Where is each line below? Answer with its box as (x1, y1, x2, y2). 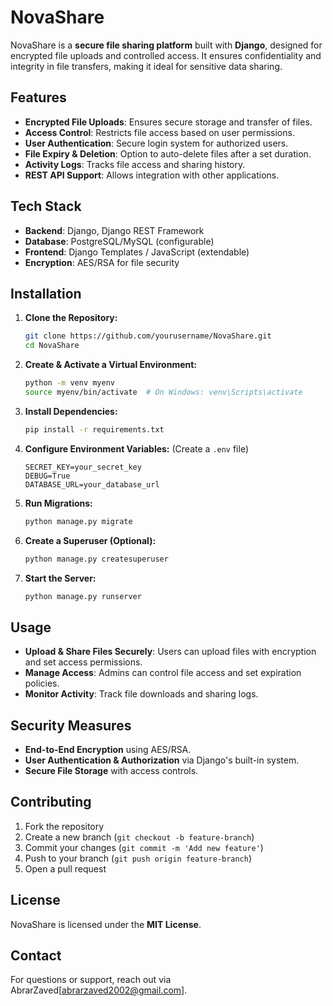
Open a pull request (24, 862, 107, 875)
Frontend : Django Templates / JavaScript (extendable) (24, 246, 250, 258)
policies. (24, 677, 60, 690)
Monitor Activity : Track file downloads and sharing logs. (24, 688, 259, 700)
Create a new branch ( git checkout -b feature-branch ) (24, 831, 255, 843)
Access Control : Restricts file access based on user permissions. (24, 126, 295, 138)
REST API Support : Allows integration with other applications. (24, 169, 280, 181)
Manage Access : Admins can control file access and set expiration (24, 667, 302, 679)
